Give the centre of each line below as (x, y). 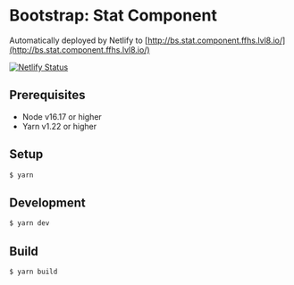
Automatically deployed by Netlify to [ (79, 40)
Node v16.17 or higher (62, 116)
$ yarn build (34, 272)
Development (48, 202)
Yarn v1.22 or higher (59, 126)
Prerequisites (47, 95)
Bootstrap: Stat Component (113, 16)
